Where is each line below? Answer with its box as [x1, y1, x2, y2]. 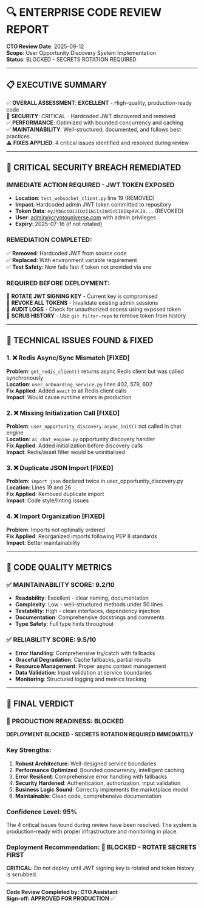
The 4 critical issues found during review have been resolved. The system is [6, 821, 197, 828]
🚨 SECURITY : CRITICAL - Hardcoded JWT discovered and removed [6, 112, 176, 119]
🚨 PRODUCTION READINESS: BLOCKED [6, 717, 124, 725]
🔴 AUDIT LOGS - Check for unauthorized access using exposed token [6, 306, 181, 313]
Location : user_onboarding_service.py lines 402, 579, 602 [6, 380, 153, 388]
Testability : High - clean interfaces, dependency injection [15, 608, 160, 615]
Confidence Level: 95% [6, 807, 78, 816]
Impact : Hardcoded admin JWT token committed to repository [15, 201, 172, 208]
